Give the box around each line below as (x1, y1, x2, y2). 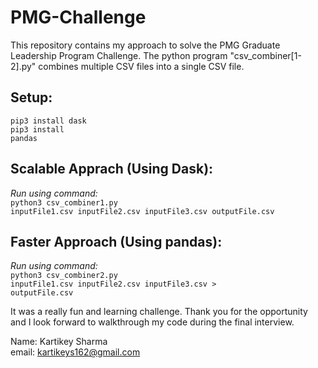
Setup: (10, 89, 53, 106)
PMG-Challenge (10, 6, 147, 29)
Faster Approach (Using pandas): (10, 233, 223, 250)
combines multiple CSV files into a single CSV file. (38, 60, 245, 72)
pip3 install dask (10, 116, 87, 126)
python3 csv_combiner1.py (10, 197, 118, 208)
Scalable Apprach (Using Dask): (10, 161, 214, 178)
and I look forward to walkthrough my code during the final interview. (10, 316, 295, 328)
